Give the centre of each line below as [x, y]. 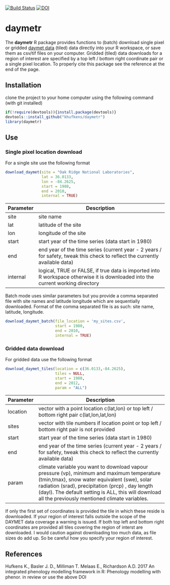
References [24, 554]
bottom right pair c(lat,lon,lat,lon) [77, 415]
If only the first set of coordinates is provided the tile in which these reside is [85, 511]
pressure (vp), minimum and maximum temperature [99, 473]
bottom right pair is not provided [77, 430]
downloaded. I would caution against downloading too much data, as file [81, 533]
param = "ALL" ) [71, 388]
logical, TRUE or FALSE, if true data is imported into [99, 270]
